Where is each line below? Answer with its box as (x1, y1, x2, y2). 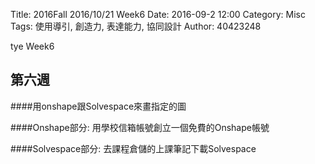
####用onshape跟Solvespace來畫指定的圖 (10, 100, 187, 112)
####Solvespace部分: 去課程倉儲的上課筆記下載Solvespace (10, 142, 257, 154)
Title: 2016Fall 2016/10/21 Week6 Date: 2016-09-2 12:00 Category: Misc (10, 9, 307, 20)
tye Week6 (10, 40, 55, 52)
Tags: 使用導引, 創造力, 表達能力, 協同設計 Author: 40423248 (10, 20, 262, 32)
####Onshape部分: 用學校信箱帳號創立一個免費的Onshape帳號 (10, 121, 270, 133)
